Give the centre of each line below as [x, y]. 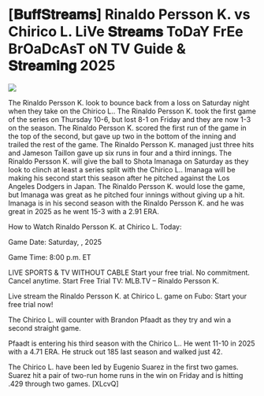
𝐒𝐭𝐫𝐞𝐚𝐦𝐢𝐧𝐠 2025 [62, 66]
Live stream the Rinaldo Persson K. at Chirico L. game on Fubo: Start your [127, 296]
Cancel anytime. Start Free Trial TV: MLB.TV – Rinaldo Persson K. [113, 280]
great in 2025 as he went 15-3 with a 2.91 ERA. [84, 211]
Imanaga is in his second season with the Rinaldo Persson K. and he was [126, 203]
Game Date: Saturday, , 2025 [55, 242]
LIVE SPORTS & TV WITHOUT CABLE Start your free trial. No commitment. [129, 272]
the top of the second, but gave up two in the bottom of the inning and [122, 136]
